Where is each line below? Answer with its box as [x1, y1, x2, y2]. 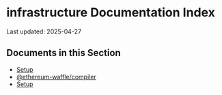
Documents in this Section [6, 47, 121, 59]
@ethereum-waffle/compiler [16, 72, 96, 81]
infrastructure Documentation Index [6, 5, 216, 21]
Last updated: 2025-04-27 [6, 27, 82, 36]
